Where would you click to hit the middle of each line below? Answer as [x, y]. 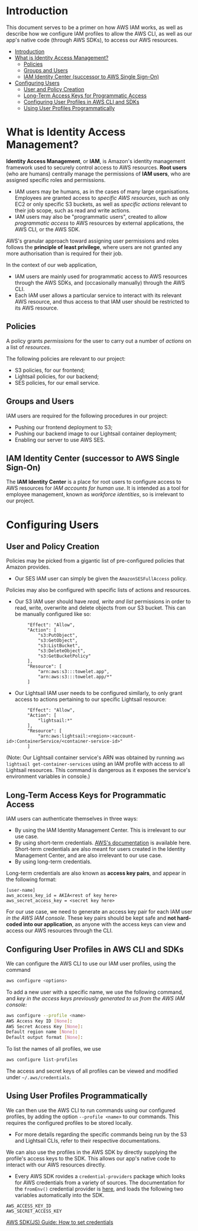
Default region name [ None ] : [42, 1032]
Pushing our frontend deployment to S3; [64, 427]
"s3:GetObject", [58, 641]
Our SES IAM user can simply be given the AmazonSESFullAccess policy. [101, 579]
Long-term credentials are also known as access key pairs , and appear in [96, 873]
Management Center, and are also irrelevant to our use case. [88, 856]
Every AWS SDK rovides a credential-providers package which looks [100, 1176]
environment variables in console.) [48, 776]
